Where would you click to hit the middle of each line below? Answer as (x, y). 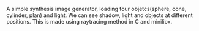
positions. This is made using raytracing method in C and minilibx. (89, 22)
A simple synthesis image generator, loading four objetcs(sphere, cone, (96, 9)
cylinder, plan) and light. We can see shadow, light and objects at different (99, 15)
